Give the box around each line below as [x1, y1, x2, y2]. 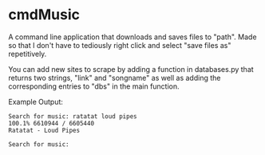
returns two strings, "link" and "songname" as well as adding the [8, 73, 221, 82]
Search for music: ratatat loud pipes [8, 112, 137, 121]
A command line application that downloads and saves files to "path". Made [8, 32, 257, 42]
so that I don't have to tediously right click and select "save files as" [8, 40, 231, 50]
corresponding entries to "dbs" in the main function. [8, 81, 180, 91]
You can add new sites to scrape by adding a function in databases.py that [8, 64, 254, 74]
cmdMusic [8, 6, 80, 24]
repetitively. [8, 49, 47, 58]
